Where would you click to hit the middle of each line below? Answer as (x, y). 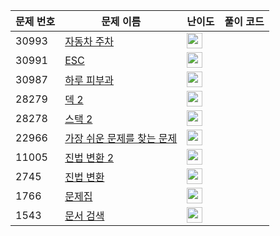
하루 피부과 (89, 80)
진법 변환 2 (89, 157)
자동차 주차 (89, 41)
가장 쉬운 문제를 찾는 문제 (121, 138)
